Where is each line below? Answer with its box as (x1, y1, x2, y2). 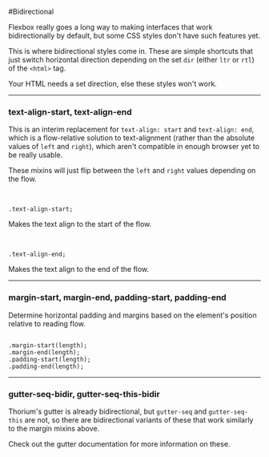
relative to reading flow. (8, 318, 86, 328)
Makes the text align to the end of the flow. (8, 265, 150, 274)
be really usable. (8, 150, 63, 160)
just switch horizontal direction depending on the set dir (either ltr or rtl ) (8, 55, 255, 64)
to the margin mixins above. (8, 423, 100, 433)
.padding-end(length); (8, 362, 84, 370)
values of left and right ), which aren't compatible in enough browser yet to (8, 142, 260, 152)
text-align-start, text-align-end (8, 106, 132, 117)
